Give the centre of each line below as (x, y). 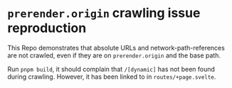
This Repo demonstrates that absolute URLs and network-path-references (116, 48)
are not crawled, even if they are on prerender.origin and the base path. (114, 55)
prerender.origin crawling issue (104, 13)
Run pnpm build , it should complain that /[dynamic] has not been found (111, 69)
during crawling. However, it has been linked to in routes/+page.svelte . (112, 77)
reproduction (47, 28)
